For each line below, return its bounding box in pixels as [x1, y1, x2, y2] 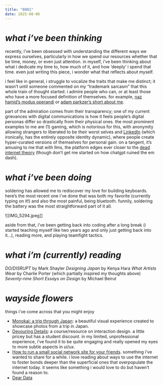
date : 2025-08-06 [5, 12, 40, 16]
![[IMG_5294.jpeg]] [5, 213, 43, 219]
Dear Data [12, 375, 33, 381]
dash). [5, 155, 18, 160]
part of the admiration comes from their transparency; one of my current [5, 109, 150, 114]
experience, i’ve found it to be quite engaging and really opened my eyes [12, 339, 158, 345]
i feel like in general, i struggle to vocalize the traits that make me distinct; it [5, 79, 156, 84]
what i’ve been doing [5, 172, 92, 183]
